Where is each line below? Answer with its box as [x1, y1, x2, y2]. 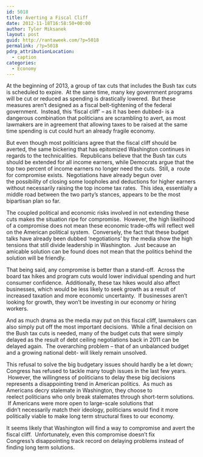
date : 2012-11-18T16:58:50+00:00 [6, 20, 91, 26]
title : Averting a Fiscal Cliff [6, 15, 88, 21]
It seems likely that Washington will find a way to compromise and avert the [6, 424, 195, 432]
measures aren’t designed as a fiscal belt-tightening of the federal [6, 102, 172, 109]
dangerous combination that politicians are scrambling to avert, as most [6, 114, 186, 122]
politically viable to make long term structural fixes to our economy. [6, 413, 175, 420]
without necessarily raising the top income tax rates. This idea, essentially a [6, 184, 198, 192]
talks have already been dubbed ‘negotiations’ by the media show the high [6, 235, 193, 242]
